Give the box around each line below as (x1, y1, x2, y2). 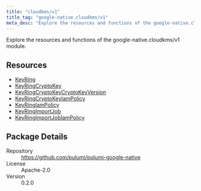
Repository (6, 147, 33, 154)
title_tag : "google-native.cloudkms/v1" (6, 14, 109, 20)
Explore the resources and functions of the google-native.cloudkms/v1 (6, 37, 180, 44)
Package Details (6, 131, 68, 141)
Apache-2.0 (21, 166, 51, 174)
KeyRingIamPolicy (14, 101, 60, 108)
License (6, 160, 26, 167)
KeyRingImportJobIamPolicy (14, 114, 85, 122)
